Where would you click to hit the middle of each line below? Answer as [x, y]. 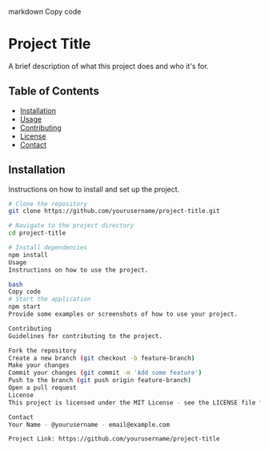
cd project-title [37, 233]
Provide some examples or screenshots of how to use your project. [123, 314]
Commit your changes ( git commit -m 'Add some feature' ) [105, 373]
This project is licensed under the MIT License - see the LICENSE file [132, 403]
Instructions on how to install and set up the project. [94, 189]
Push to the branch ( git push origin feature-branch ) [100, 381]
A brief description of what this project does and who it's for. [108, 66]
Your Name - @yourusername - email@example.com [89, 425]
